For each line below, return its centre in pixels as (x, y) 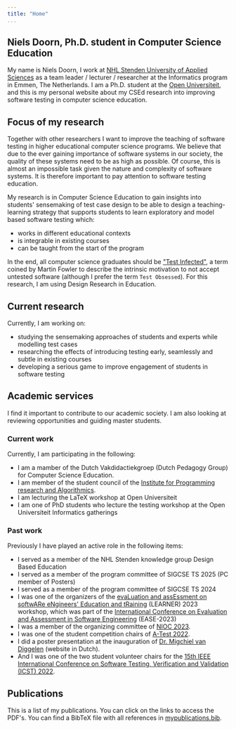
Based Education (42, 567)
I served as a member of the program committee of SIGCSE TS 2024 (117, 589)
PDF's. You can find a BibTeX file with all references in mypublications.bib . (115, 718)
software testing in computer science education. (77, 100)
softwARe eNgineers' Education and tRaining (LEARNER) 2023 (107, 604)
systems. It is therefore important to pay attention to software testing (107, 176)
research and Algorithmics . (57, 490)
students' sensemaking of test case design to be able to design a (101, 205)
